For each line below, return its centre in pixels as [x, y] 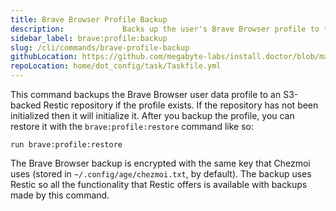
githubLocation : [44, 57]
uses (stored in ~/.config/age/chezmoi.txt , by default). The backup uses [161, 174]
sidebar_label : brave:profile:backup [89, 38]
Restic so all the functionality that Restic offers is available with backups [159, 184]
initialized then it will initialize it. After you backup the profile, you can [152, 115]
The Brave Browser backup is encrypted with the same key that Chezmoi [160, 163]
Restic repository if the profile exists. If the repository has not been [181, 105]
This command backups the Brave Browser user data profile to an [146, 94]
